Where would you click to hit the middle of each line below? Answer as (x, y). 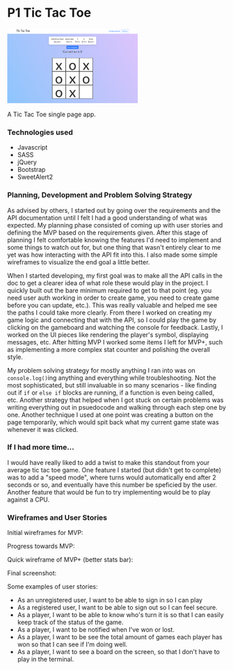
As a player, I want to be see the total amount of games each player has (120, 637)
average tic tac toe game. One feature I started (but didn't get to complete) (114, 470)
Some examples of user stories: (53, 587)
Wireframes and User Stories (57, 518)
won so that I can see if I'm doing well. (72, 644)
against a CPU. (29, 500)
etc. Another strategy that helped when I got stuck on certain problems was (115, 400)
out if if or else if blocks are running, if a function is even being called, (111, 392)
